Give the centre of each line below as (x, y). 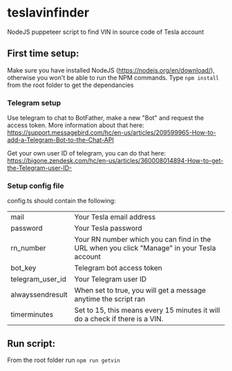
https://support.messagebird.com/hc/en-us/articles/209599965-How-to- (112, 133)
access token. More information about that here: (76, 125)
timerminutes (32, 314)
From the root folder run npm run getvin (64, 360)
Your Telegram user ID (110, 279)
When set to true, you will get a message (140, 290)
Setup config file (36, 186)
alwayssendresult (39, 295)
